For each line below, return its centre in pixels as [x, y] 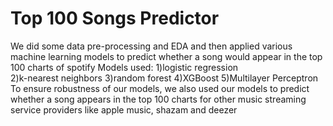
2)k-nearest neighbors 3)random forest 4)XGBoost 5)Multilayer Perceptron [164, 78]
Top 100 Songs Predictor [115, 18]
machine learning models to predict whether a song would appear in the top [166, 56]
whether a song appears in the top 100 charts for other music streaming [158, 99]
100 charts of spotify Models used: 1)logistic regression [124, 67]
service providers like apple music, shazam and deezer [124, 109]
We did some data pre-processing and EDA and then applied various [151, 46]
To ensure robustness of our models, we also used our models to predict [160, 88]
